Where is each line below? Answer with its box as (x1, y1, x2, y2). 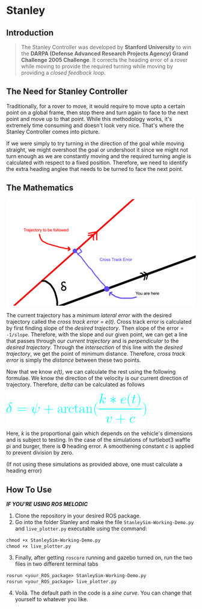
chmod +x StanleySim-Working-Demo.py (6, 537, 101, 543)
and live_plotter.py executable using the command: (14, 525, 147, 532)
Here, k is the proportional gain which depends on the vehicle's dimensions (6, 430, 193, 437)
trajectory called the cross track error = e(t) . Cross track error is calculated (6, 318, 192, 326)
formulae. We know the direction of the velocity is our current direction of (6, 374, 188, 382)
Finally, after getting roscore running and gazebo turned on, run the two (14, 554, 193, 561)
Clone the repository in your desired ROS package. (14, 512, 141, 519)
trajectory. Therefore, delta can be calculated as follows (6, 381, 145, 388)
